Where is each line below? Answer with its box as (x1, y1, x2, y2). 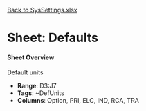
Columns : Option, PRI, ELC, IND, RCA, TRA (17, 97, 140, 105)
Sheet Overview (7, 53, 55, 61)
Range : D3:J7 (17, 82, 57, 90)
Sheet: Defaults (7, 30, 99, 46)
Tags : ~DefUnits (17, 89, 64, 97)
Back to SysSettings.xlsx (7, 6, 77, 14)
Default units (7, 68, 44, 77)
